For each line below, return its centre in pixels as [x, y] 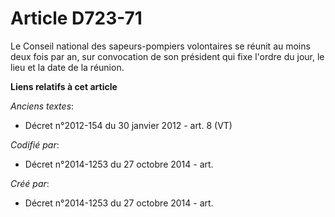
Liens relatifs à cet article [64, 86]
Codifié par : [35, 144]
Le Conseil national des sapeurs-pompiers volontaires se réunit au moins [160, 46]
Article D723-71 [76, 18]
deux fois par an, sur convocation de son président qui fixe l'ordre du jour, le [167, 56]
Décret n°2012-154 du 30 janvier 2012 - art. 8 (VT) [128, 125]
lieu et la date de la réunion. [67, 67]
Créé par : [30, 183]
